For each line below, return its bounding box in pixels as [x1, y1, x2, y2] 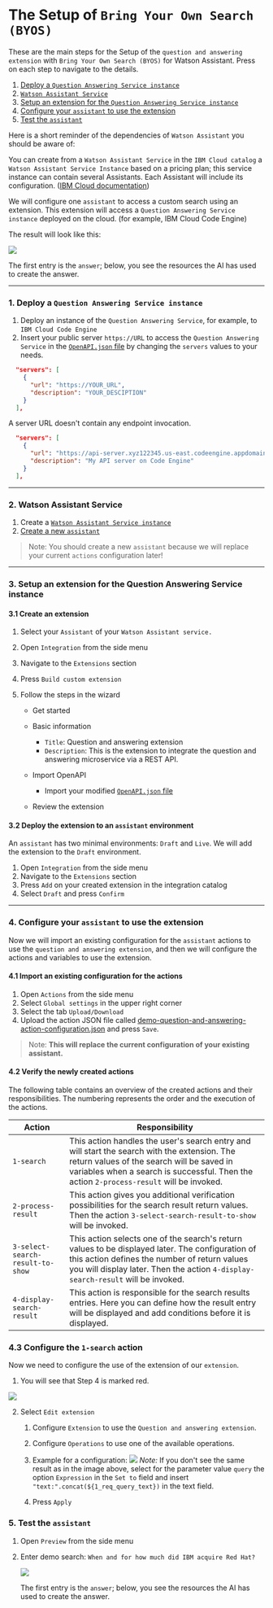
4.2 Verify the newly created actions [8, 1067, 134, 1077]
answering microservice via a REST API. [44, 754, 179, 764]
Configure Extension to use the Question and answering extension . [32, 1422, 258, 1433]
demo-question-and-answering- [137, 1015, 246, 1025]
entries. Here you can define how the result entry [68, 1297, 257, 1309]
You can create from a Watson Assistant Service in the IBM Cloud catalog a [8, 155, 262, 164]
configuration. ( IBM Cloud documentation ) [8, 181, 150, 190]
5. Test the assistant [8, 1518, 92, 1529]
